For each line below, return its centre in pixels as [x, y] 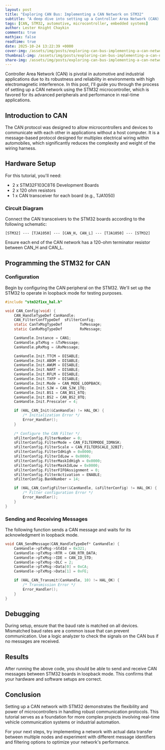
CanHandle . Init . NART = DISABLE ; [47, 370]
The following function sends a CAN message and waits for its [68, 530]
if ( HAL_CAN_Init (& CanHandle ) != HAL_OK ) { [59, 411]
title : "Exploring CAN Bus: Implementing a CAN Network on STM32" [74, 14]
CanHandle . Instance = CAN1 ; [42, 338]
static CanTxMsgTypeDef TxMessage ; [58, 325]
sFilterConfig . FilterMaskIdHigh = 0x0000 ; [58, 461]
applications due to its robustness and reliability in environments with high [80, 79]
